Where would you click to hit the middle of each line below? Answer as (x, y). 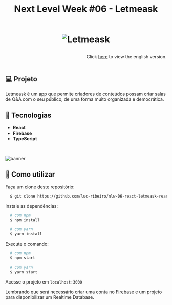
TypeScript (25, 138)
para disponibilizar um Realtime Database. (50, 297)
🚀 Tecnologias (28, 115)
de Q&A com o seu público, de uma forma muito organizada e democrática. (85, 99)
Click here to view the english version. (126, 57)
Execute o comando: (27, 244)
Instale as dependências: (32, 206)
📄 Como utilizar (30, 175)
